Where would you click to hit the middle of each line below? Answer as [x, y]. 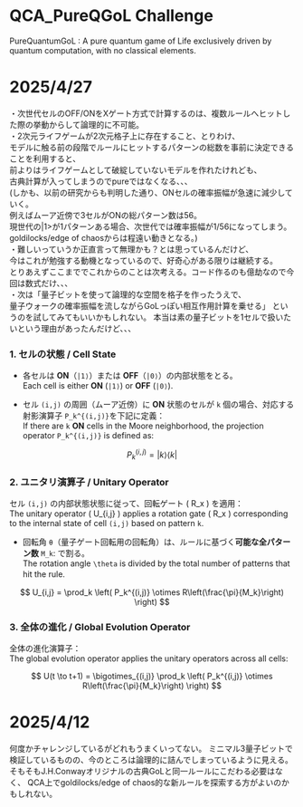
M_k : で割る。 [65, 552]
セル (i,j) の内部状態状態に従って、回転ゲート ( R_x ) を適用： [127, 503]
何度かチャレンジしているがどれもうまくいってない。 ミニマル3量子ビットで [151, 749]
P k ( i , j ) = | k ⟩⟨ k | [152, 455]
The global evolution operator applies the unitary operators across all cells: [149, 658]
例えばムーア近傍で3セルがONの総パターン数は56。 [105, 215]
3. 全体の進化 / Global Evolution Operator [100, 627]
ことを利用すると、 [45, 159]
